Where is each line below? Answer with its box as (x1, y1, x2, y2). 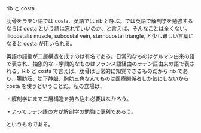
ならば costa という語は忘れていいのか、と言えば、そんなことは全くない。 (6, 25, 190, 32)
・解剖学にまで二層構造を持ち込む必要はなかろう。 (6, 95, 132, 102)
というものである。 (6, 121, 54, 128)
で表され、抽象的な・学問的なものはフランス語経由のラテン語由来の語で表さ (6, 60, 195, 67)
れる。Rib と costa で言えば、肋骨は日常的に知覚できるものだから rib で (6, 68, 183, 74)
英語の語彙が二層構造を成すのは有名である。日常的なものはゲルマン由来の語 (6, 53, 195, 59)
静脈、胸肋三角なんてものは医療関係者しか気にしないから (47, 75, 190, 82)
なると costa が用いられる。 (6, 40, 76, 47)
